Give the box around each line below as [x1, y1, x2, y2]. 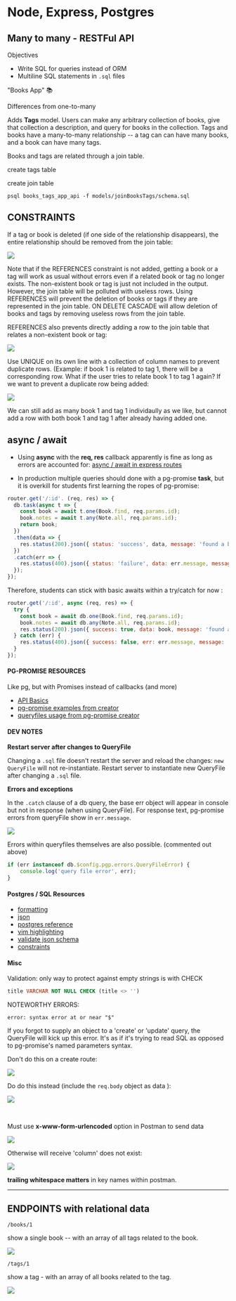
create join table [7, 179, 54, 187]
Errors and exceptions [7, 785, 74, 794]
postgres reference [17, 920, 74, 929]
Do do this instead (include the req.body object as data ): [7, 1082, 171, 1090]
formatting [17, 906, 48, 914]
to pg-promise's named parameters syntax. [7, 1041, 133, 1050]
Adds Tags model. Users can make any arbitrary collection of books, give [7, 116, 220, 124]
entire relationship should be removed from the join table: [7, 237, 173, 246]
